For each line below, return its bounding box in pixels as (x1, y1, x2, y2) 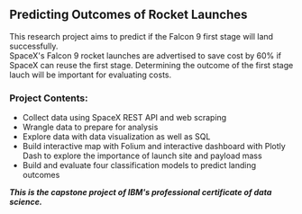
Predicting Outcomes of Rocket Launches (9, 7, 248, 22)
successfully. (9, 40, 59, 51)
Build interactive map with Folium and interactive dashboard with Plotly (22, 141, 286, 152)
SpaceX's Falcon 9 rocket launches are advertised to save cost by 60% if (9, 49, 282, 61)
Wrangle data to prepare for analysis (22, 121, 159, 133)
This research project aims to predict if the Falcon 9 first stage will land (9, 31, 273, 41)
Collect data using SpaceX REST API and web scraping (22, 112, 227, 123)
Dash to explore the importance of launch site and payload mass (22, 150, 263, 161)
